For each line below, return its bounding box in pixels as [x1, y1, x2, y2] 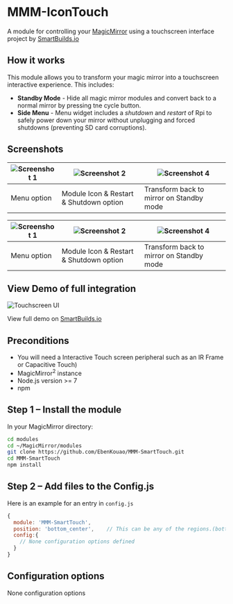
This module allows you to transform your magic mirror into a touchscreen [7, 73, 219, 81]
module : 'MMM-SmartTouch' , [13, 519, 92, 526]
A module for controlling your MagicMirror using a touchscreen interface [7, 27, 215, 35]
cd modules [7, 435, 39, 442]
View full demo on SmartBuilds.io [7, 315, 102, 323]
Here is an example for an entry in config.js [7, 499, 134, 507]
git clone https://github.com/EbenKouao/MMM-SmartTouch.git [7, 449, 185, 456]
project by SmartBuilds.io [7, 34, 80, 42]
